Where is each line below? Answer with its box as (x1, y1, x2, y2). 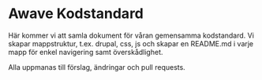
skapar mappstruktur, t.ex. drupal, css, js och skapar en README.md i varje (8, 38, 254, 48)
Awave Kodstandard (8, 5, 144, 23)
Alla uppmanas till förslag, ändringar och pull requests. (8, 62, 185, 71)
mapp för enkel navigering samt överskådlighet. (8, 47, 163, 56)
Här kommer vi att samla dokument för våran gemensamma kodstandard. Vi (8, 31, 255, 40)
